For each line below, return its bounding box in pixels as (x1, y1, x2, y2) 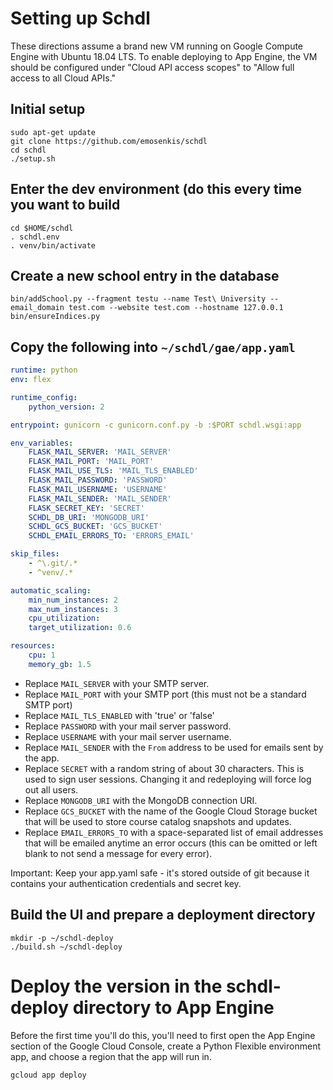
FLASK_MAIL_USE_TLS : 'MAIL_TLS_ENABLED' (28, 466, 199, 476)
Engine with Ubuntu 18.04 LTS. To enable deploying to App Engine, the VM (10, 50, 318, 62)
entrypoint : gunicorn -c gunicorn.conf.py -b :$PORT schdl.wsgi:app (10, 420, 302, 430)
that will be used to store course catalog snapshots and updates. (24, 815, 292, 827)
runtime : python (10, 365, 78, 376)
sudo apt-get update (10, 127, 97, 137)
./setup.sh (10, 153, 56, 164)
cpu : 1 (28, 650, 56, 661)
